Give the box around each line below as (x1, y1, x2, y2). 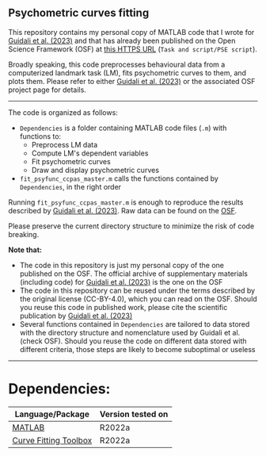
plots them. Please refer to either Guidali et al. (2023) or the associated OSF (8, 76, 256, 86)
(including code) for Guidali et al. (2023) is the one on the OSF (19, 277, 223, 286)
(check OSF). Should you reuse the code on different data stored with (19, 336, 247, 346)
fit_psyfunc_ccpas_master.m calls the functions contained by (19, 174, 219, 183)
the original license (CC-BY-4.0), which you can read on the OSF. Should (19, 293, 257, 304)
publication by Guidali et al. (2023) (19, 311, 133, 320)
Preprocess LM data (31, 140, 98, 149)
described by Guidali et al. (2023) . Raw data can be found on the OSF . (8, 205, 237, 215)
